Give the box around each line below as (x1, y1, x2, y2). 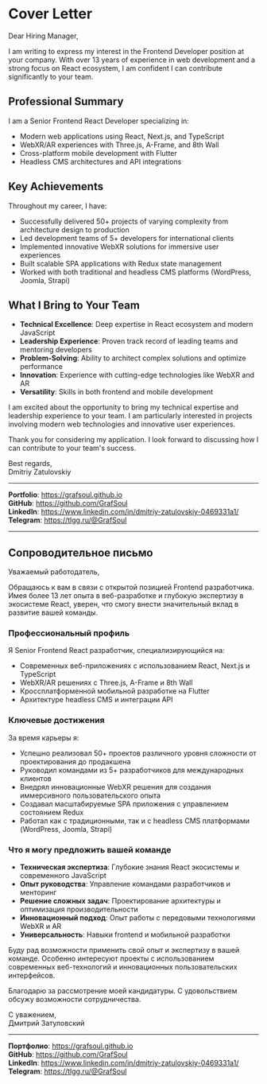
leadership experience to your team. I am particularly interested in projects (8, 411, 253, 421)
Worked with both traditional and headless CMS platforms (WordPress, (19, 267, 252, 277)
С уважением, (8, 1010, 57, 1020)
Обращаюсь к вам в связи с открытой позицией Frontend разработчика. (8, 582, 254, 593)
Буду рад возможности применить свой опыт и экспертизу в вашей (8, 946, 240, 955)
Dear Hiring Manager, (8, 31, 79, 41)
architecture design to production (19, 224, 130, 235)
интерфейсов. (8, 971, 56, 981)
